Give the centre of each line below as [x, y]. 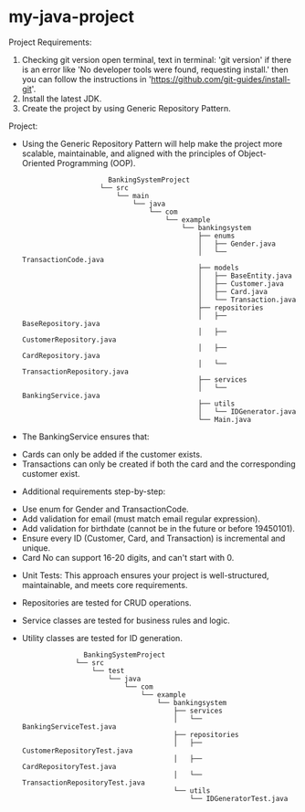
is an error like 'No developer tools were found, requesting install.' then [155, 69]
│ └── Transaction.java [247, 300]
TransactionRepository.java [75, 372]
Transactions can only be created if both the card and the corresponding [158, 464]
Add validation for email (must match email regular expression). [141, 519]
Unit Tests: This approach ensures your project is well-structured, [146, 575]
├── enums [216, 236]
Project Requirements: [50, 42]
